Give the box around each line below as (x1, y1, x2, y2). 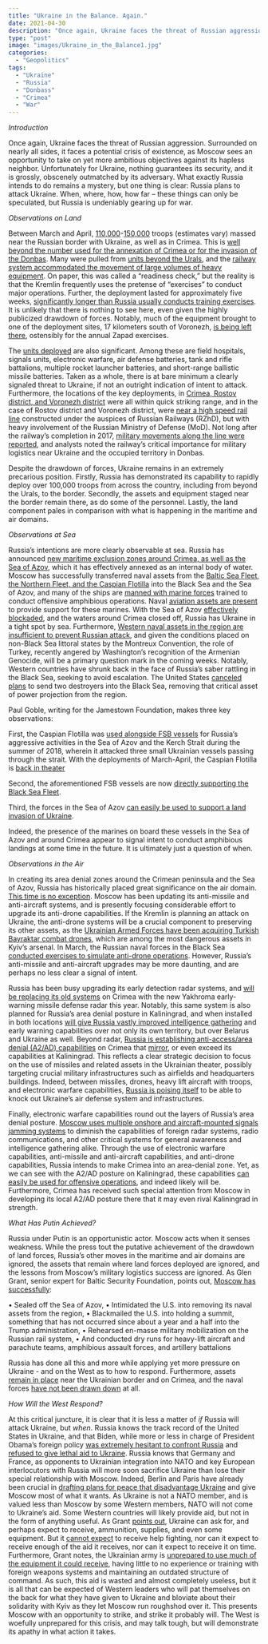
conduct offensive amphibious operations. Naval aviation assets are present (8, 596, 258, 606)
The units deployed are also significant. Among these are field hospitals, (8, 346, 246, 356)
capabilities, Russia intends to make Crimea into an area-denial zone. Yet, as (8, 1160, 259, 1170)
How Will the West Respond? (8, 1399, 104, 1409)
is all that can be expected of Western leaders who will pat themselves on (8, 1584, 250, 1594)
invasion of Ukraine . (8, 811, 74, 821)
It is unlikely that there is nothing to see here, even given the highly (8, 305, 228, 315)
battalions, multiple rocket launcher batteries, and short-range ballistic (8, 363, 239, 372)
